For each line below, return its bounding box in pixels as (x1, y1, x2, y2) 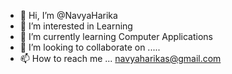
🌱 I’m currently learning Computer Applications (19, 31, 213, 42)
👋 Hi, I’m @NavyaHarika (19, 10, 118, 21)
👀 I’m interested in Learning (19, 20, 133, 32)
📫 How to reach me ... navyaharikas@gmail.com (19, 53, 222, 64)
